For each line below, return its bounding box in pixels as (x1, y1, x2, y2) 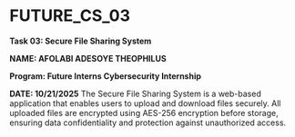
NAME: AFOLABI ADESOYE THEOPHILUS (9, 53, 167, 64)
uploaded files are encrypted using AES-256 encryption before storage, (9, 107, 280, 118)
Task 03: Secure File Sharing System (9, 35, 152, 46)
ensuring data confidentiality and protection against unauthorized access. (9, 117, 287, 128)
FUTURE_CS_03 (9, 5, 130, 26)
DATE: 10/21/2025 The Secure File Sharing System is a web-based (9, 88, 261, 99)
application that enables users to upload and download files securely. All (9, 97, 281, 109)
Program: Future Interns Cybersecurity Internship (9, 70, 202, 82)
